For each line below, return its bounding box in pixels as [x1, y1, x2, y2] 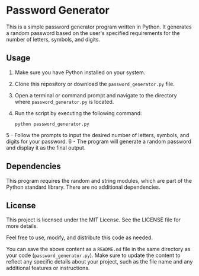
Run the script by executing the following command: [14, 109, 142, 116]
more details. [6, 223, 38, 230]
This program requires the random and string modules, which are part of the [6, 177, 192, 184]
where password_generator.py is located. [14, 98, 114, 105]
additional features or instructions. [6, 265, 90, 272]
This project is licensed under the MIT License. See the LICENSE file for [6, 216, 181, 223]
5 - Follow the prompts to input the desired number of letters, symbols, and [6, 131, 190, 138]
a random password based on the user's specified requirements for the [6, 29, 180, 36]
